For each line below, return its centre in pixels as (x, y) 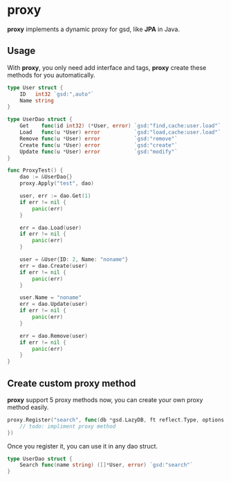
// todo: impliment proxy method (68, 426)
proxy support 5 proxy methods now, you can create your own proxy (105, 399)
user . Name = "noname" (50, 298)
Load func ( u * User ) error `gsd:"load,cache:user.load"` (120, 132)
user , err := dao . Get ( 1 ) (55, 196)
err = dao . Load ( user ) (50, 228)
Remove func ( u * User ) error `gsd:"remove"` (99, 138)
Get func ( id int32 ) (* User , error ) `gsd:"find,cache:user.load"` (120, 126)
